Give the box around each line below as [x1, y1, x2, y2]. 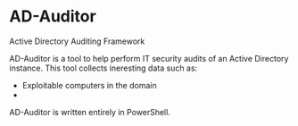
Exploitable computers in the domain [21, 80, 158, 90]
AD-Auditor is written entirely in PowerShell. [9, 106, 171, 117]
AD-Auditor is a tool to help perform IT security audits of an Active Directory [9, 53, 289, 63]
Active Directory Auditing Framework [9, 36, 145, 46]
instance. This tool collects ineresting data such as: [9, 63, 198, 73]
